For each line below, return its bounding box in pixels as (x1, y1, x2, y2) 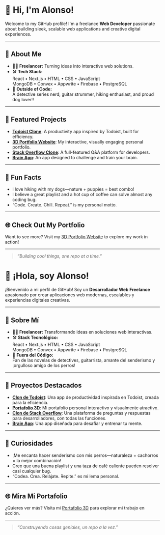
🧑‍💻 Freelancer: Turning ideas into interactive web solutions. (12, 63, 134, 69)
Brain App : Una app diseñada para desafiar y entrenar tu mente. (12, 420, 142, 426)
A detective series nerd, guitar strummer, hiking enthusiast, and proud (12, 91, 154, 97)
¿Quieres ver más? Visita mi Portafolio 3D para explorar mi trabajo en (5, 505, 145, 511)
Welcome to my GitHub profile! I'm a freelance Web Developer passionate (5, 21, 155, 27)
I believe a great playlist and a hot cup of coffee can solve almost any (12, 192, 153, 197)
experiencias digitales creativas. (5, 297, 70, 303)
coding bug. (12, 197, 37, 203)
